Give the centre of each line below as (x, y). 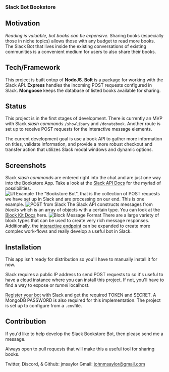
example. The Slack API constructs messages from (79, 204)
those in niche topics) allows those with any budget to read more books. (80, 41)
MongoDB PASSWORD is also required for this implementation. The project (83, 300)
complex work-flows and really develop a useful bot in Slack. (69, 231)
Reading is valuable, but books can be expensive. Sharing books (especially (84, 35)
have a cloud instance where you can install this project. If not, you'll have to (85, 280)
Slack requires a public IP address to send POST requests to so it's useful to (84, 274)
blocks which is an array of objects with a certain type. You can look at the (83, 210)
